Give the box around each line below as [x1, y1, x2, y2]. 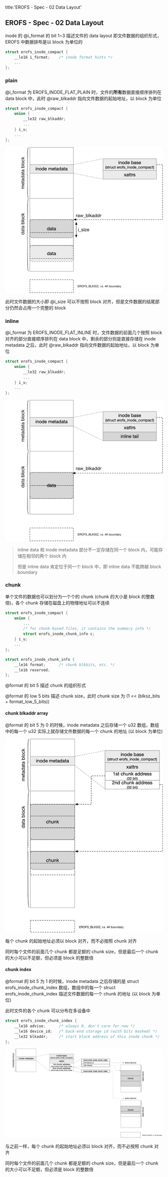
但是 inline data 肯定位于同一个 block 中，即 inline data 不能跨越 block [17, 563, 161, 569]
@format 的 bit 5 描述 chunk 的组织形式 [5, 682, 86, 688]
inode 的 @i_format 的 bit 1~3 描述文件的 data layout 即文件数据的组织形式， [5, 32, 161, 38]
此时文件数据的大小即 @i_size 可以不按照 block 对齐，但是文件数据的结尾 [5, 298, 155, 304]
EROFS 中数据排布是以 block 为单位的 [5, 38, 83, 44]
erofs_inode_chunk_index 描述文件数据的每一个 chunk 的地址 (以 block [5, 991, 151, 997]
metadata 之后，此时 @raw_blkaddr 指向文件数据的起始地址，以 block [5, 342, 149, 348]
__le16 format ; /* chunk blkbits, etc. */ [14, 662, 115, 667]
